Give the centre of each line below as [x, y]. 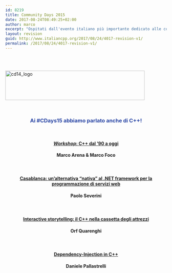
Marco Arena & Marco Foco [86, 155]
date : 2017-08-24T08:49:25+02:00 [41, 19]
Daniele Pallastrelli [86, 266]
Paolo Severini [86, 196]
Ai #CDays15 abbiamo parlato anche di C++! [86, 120]
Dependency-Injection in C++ [86, 254]
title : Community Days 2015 [35, 15]
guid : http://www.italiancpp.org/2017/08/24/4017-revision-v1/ [74, 39]
